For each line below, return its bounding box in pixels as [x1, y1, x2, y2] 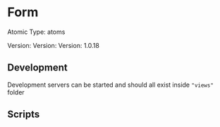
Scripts [7, 109, 40, 121]
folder [7, 87, 25, 96]
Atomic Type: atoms [7, 28, 66, 36]
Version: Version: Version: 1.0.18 [7, 41, 100, 49]
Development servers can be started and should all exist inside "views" [7, 80, 214, 89]
